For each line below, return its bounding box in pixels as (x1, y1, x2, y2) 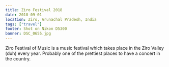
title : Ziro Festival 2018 (5, 7, 63, 13)
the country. (5, 56, 31, 61)
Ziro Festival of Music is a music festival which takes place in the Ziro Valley (5, 45, 164, 51)
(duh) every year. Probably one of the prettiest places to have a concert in (5, 50, 160, 56)
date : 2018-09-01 (5, 12, 42, 17)
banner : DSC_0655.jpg (5, 31, 51, 36)
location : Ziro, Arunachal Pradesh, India (5, 17, 97, 22)
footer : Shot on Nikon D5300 (5, 26, 67, 31)
